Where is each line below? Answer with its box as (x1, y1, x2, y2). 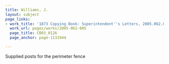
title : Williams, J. (5, 7, 49, 12)
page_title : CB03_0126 (10, 30, 57, 35)
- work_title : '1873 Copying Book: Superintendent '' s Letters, (5, 21, 141, 26)
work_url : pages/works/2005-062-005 (10, 26, 87, 31)
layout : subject (5, 12, 39, 17)
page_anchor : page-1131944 (10, 35, 66, 40)
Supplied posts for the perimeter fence (5, 53, 86, 59)
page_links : (5, 16, 30, 21)
